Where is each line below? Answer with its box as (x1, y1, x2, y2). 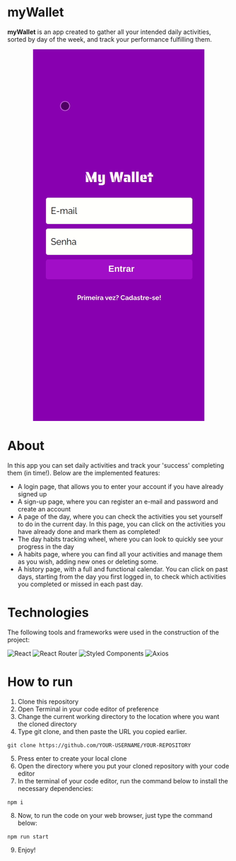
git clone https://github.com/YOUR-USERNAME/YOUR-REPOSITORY (7, 742, 191, 749)
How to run (7, 674, 73, 689)
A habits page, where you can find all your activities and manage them (17, 550, 223, 558)
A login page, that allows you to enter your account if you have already (17, 482, 224, 491)
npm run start (7, 833, 49, 841)
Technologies (7, 605, 90, 621)
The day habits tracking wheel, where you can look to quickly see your (17, 535, 224, 543)
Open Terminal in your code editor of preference (17, 704, 159, 713)
